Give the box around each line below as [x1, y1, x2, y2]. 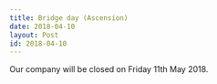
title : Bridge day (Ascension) [9, 13, 129, 23]
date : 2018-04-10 [9, 22, 76, 31]
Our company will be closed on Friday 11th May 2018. [9, 64, 209, 75]
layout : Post [9, 30, 59, 39]
